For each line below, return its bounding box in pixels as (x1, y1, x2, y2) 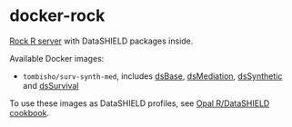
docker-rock (9, 5, 106, 26)
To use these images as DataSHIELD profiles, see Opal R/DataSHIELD (9, 97, 270, 109)
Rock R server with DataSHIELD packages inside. (9, 35, 194, 46)
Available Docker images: (9, 53, 105, 63)
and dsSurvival (22, 80, 79, 91)
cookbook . (9, 107, 50, 118)
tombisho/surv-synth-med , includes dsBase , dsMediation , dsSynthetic (22, 70, 283, 82)
